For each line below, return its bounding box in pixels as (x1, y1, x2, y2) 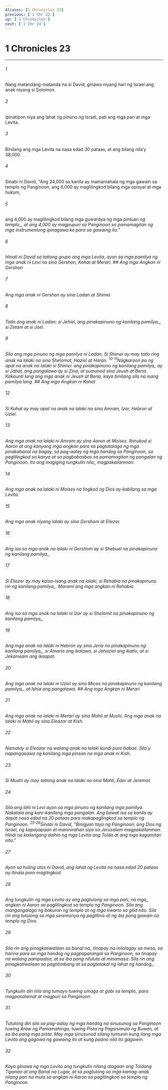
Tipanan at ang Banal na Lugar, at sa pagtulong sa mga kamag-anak (5, 1069, 149, 1075)
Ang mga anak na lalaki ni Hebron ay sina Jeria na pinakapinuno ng (5, 643, 146, 649)
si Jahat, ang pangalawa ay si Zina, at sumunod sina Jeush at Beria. (5, 368, 147, 374)
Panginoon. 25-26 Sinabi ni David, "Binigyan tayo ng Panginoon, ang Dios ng (5, 821, 161, 827)
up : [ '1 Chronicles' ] (5, 17, 50, 22)
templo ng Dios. (5, 918, 38, 924)
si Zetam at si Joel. (5, 324, 44, 330)
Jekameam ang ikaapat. (5, 653, 56, 660)
